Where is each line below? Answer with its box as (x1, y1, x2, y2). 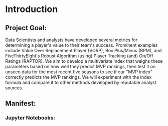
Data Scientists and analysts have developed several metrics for (5, 37, 138, 43)
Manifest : (5, 99, 36, 108)
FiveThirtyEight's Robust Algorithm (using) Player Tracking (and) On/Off (5, 53, 153, 59)
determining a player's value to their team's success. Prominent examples (5, 42, 158, 48)
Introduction (5, 4, 58, 15)
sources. (5, 85, 24, 91)
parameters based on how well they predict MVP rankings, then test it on (5, 64, 156, 69)
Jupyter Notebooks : (5, 114, 55, 121)
